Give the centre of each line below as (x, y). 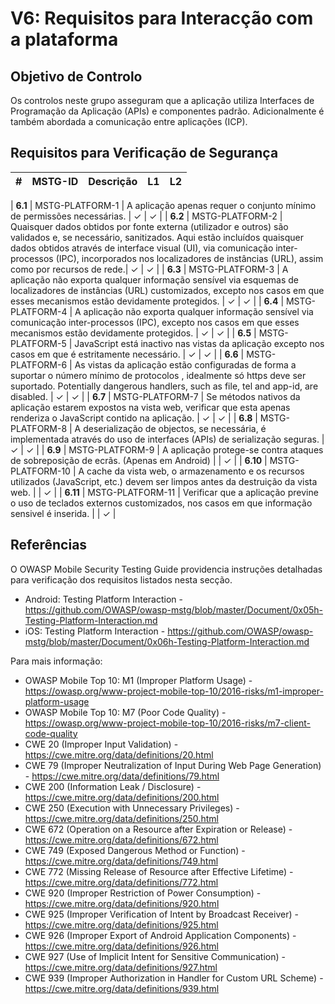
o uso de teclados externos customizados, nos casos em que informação (161, 503)
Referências (49, 545)
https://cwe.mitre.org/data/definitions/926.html (121, 946)
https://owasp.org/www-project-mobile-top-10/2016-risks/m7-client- (168, 723)
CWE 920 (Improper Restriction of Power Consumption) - (143, 893)
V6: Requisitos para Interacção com (162, 18)
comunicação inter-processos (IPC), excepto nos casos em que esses (155, 322)
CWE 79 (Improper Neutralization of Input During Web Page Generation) (173, 765)
